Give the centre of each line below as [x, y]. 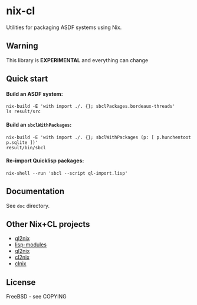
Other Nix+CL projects [48, 224]
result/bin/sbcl [26, 147]
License [21, 282]
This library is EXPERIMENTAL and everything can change [77, 60]
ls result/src [24, 112]
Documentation [35, 192]
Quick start [27, 79]
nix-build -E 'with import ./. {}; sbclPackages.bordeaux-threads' [91, 107]
